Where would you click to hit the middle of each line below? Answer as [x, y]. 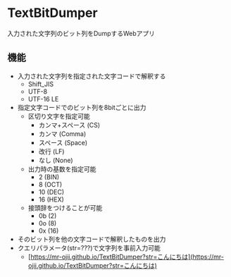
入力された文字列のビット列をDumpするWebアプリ [81, 33]
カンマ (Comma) [62, 134]
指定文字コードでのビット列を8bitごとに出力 [82, 107]
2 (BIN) [49, 177]
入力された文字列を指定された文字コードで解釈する [92, 76]
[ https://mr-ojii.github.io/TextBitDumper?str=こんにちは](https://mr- [126, 257]
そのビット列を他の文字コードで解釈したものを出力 [92, 239]
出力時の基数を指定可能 [62, 169]
